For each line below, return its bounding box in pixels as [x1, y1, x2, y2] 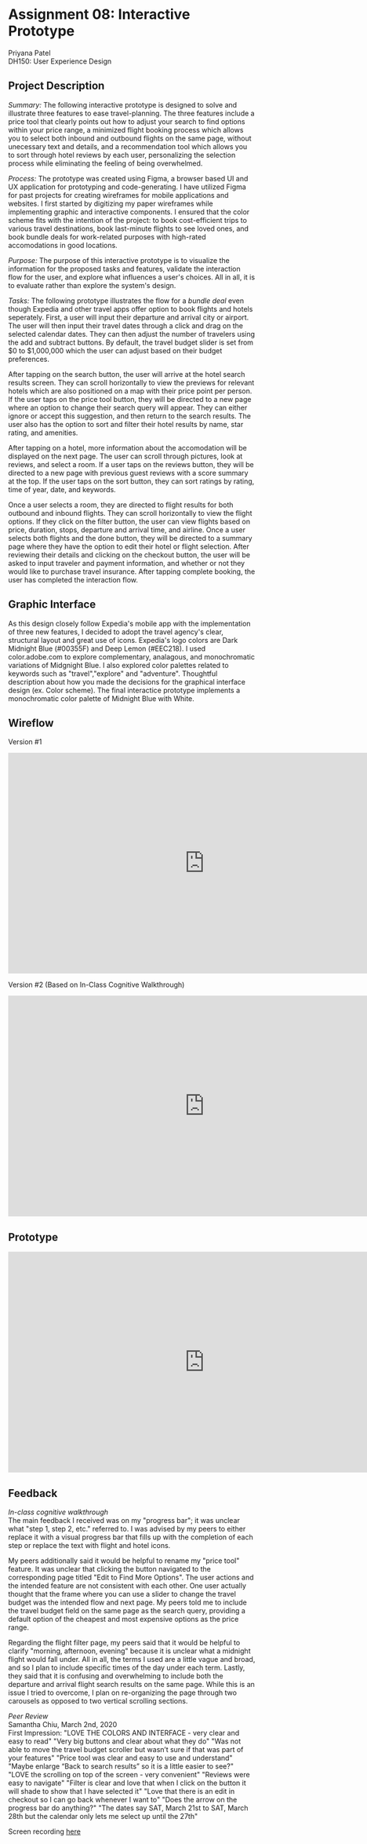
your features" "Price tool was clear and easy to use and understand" [8, 1753, 233, 1762]
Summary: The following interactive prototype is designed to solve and [8, 100, 238, 109]
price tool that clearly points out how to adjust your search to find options [8, 116, 245, 126]
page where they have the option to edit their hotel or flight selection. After [8, 542, 249, 551]
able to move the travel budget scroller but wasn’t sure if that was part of [8, 1745, 244, 1754]
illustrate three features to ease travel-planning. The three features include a [8, 108, 255, 118]
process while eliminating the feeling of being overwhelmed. [8, 159, 203, 168]
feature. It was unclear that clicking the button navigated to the [8, 1565, 212, 1573]
